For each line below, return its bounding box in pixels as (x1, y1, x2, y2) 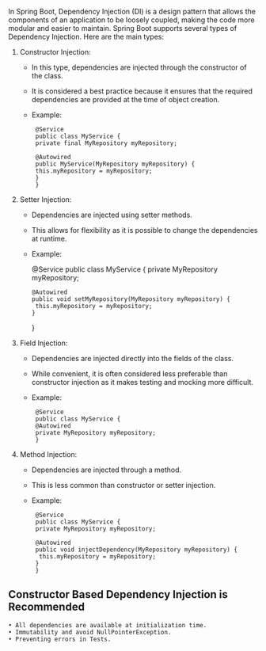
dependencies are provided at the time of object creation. (31, 95, 220, 104)
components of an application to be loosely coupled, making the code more (8, 15, 255, 25)
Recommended (8, 600, 85, 614)
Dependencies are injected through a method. (31, 465, 182, 474)
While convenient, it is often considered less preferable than (31, 369, 228, 379)
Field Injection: (19, 338, 68, 348)
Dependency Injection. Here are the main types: (8, 32, 165, 41)
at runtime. (31, 234, 67, 243)
